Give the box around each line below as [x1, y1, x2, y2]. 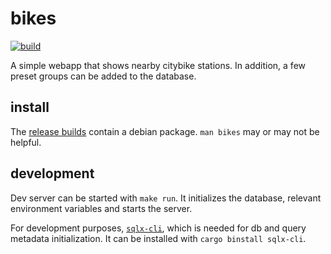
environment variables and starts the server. [10, 202, 193, 214]
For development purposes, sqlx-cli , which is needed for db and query [10, 222, 307, 234]
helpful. [10, 136, 42, 148]
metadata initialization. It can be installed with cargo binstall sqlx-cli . [10, 232, 307, 244]
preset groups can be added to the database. [10, 70, 197, 82]
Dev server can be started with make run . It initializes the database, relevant [10, 192, 322, 204]
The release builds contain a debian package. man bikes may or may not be [10, 125, 320, 137]
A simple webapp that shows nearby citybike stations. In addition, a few [10, 59, 306, 71]
